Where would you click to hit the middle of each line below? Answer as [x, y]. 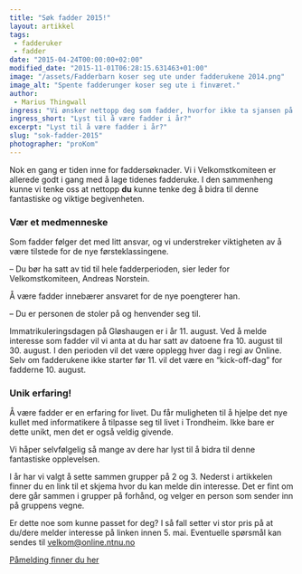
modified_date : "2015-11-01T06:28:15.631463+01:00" [109, 69]
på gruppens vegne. [47, 506]
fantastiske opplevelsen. [55, 459]
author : [24, 93]
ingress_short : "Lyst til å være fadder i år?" [101, 119]
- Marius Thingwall [50, 102]
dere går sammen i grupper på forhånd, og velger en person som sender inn [151, 496]
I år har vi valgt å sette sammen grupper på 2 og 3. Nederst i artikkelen [141, 477]
